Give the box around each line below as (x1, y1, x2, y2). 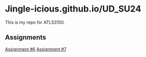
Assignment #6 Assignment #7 (5, 46, 67, 52)
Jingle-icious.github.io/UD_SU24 (5, 3, 142, 14)
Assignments (5, 33, 47, 42)
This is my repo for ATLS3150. (5, 19, 65, 25)
